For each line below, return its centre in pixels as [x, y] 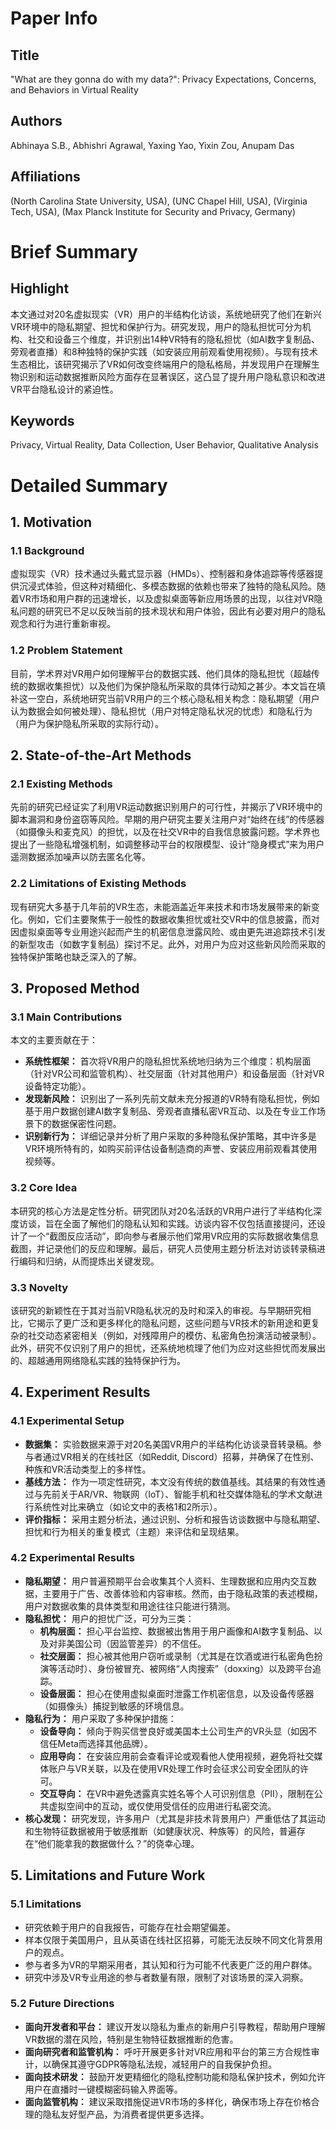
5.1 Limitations [46, 1904]
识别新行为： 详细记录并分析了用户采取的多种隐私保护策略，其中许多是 [170, 1136]
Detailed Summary [89, 485]
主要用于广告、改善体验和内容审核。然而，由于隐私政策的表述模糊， [182, 1593]
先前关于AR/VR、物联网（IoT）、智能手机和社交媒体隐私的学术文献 [178, 1494]
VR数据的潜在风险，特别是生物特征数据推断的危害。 [131, 2039]
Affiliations [45, 177]
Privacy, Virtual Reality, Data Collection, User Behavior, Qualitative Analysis [164, 445]
